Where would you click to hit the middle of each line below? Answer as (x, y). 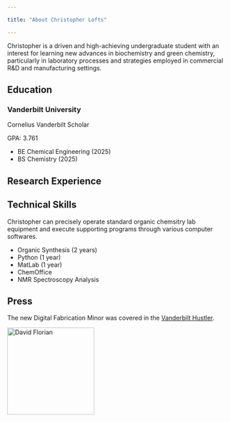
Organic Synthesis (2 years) (57, 250)
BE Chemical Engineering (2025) (64, 152)
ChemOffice (34, 272)
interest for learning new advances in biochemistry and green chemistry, (111, 53)
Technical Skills (42, 205)
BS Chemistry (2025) (47, 159)
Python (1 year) (39, 257)
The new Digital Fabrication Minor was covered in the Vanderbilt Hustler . (111, 318)
